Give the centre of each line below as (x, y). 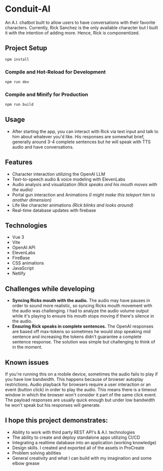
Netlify (19, 273)
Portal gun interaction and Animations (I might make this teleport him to (83, 195)
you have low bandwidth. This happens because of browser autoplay (74, 379)
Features (19, 162)
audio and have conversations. (43, 147)
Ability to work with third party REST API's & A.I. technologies (73, 432)
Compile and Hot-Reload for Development (55, 72)
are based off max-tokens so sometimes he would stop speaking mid (81, 332)
